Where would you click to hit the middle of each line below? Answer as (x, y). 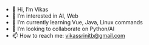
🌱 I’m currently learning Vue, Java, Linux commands (77, 22)
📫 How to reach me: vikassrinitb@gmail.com (69, 36)
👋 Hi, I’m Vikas (30, 9)
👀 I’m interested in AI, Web (45, 16)
